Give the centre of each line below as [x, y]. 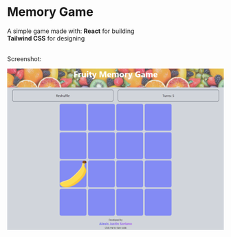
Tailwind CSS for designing [46, 38]
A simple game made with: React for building [71, 31]
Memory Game [51, 12]
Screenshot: [24, 58]
